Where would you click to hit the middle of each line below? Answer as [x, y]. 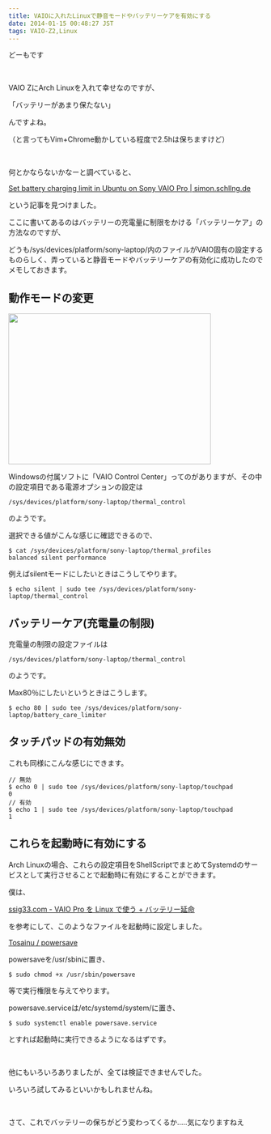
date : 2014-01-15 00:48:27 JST [61, 23]
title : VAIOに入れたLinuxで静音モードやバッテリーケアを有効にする [110, 16]
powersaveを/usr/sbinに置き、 [59, 959]
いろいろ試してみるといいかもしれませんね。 [83, 1089]
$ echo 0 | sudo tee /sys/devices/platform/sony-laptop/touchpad [121, 787]
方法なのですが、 [37, 232]
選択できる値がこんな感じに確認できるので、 [83, 536]
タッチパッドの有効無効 [67, 742]
